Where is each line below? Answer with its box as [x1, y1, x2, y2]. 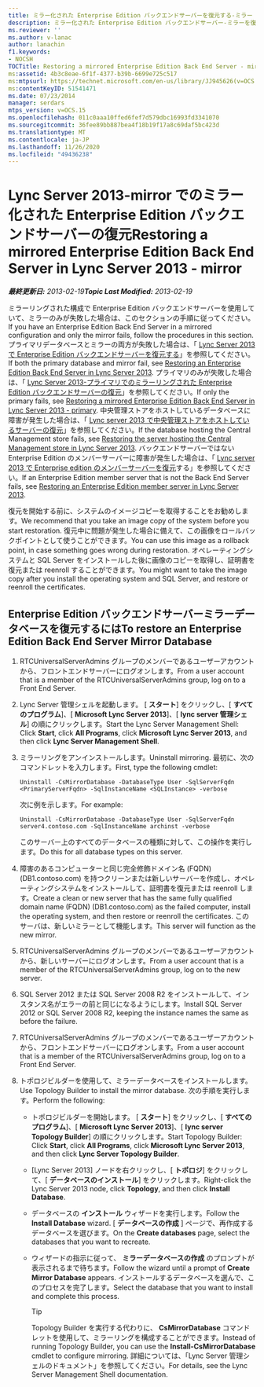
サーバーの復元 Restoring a [35, 226, 208, 244]
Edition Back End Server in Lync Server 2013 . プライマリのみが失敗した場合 [8, 368, 253, 377]
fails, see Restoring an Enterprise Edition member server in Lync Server [8, 482, 240, 491]
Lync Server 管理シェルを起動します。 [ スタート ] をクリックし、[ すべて [19, 700, 254, 709]
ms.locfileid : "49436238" [8, 150, 93, 158]
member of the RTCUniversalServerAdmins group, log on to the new [19, 965, 241, 974]
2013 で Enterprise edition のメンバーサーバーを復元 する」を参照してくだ [8, 463, 245, 472]
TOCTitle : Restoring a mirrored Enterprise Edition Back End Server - [8, 63, 244, 71]
